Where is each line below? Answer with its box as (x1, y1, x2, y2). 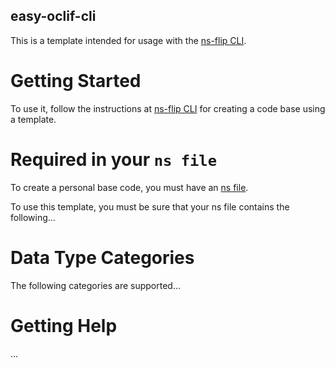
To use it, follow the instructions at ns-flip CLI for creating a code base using (10, 102, 326, 114)
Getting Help (10, 314, 118, 337)
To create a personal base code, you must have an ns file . (10, 181, 249, 193)
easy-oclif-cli (10, 8, 97, 25)
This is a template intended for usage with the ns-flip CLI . (10, 34, 247, 46)
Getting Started (10, 70, 142, 92)
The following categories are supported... (10, 279, 181, 291)
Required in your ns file (10, 148, 218, 171)
